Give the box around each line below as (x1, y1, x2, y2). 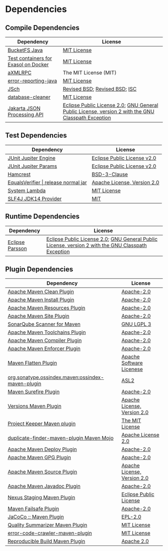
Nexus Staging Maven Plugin (7, 494, 75, 501)
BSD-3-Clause (91, 171, 128, 178)
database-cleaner (7, 94, 51, 101)
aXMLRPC (7, 69, 31, 76)
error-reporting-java (7, 78, 57, 84)
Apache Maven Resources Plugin (7, 304, 85, 311)
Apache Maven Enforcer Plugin (7, 345, 81, 352)
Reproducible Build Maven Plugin (7, 538, 85, 545)
